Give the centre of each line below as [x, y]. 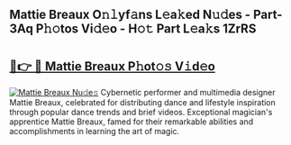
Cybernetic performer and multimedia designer [188, 92]
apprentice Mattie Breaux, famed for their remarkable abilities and [132, 122]
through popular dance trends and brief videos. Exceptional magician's [141, 112]
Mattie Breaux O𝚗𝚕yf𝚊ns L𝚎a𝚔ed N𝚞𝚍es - [130, 15]
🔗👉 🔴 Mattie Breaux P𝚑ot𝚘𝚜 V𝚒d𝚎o [113, 66]
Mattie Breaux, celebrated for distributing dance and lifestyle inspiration [143, 102]
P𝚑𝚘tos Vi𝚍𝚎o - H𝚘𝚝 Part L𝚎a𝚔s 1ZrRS [146, 29]
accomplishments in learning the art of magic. [95, 131]
